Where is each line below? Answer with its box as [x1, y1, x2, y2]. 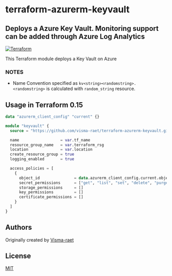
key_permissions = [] [18, 190, 83, 195]
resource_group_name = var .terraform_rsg [10, 142, 104, 148]
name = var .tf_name [10, 137, 91, 142]
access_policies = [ [10, 166, 54, 171]
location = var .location [10, 147, 93, 152]
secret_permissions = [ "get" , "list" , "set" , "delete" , [18, 180, 153, 186]
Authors [5, 223, 32, 232]
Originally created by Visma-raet [5, 236, 74, 243]
